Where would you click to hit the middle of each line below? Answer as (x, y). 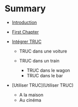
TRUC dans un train (39, 60)
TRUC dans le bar (45, 75)
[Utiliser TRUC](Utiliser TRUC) (43, 85)
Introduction (24, 22)
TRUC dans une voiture (43, 51)
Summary (25, 9)
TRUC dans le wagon (48, 70)
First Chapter (25, 32)
